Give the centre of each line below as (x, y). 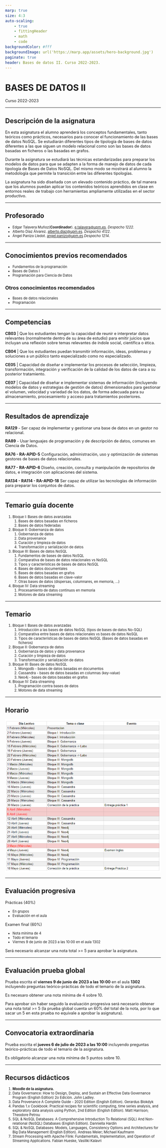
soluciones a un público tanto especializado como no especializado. (69, 356)
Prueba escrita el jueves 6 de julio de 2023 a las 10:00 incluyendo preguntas (77, 1045)
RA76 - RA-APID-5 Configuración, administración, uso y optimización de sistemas (82, 454)
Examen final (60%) (23, 924)
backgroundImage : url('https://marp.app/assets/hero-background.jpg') (79, 52)
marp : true (16, 10)
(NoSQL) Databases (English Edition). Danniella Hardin (73, 1124)
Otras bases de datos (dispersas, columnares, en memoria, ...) (69, 581)
